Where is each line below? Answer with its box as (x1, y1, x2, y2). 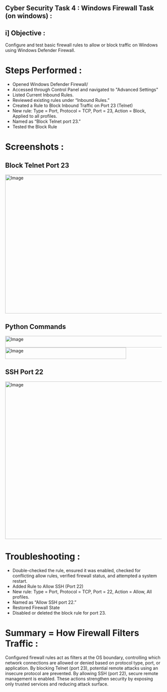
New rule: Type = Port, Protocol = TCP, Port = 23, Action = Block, (12, 108, 146, 114)
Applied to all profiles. (12, 113, 57, 119)
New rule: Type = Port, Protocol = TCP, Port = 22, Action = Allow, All (12, 589, 152, 595)
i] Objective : (5, 28, 46, 37)
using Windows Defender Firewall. (5, 47, 76, 53)
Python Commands (5, 322, 66, 331)
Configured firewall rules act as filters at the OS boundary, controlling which (5, 654, 161, 661)
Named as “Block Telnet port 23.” (12, 118, 81, 124)
